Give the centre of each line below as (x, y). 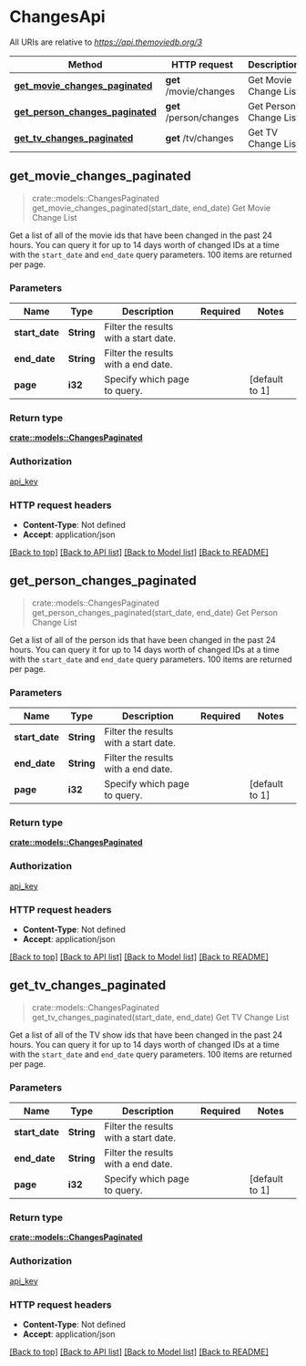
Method (85, 64)
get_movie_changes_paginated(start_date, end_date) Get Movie (151, 208)
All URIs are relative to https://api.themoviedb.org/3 (106, 42)
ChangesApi (58, 17)
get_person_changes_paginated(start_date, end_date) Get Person (154, 612)
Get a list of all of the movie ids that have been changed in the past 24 (141, 235)
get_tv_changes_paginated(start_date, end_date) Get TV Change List (160, 1017)
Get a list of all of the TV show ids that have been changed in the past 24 (146, 1035)
